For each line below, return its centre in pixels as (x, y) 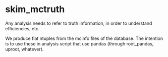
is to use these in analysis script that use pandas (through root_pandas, (79, 43)
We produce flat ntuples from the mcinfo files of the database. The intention (84, 38)
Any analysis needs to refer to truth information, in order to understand (79, 23)
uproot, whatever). (24, 49)
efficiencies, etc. (22, 28)
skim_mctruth (35, 9)
